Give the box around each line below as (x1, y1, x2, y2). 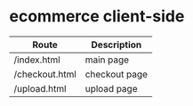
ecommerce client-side (9, 6, 185, 27)
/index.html (13, 53, 60, 66)
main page (84, 53, 130, 66)
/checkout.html (13, 68, 77, 80)
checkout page (84, 68, 149, 80)
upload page (84, 82, 138, 94)
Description (91, 38, 142, 51)
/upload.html (13, 82, 67, 94)
